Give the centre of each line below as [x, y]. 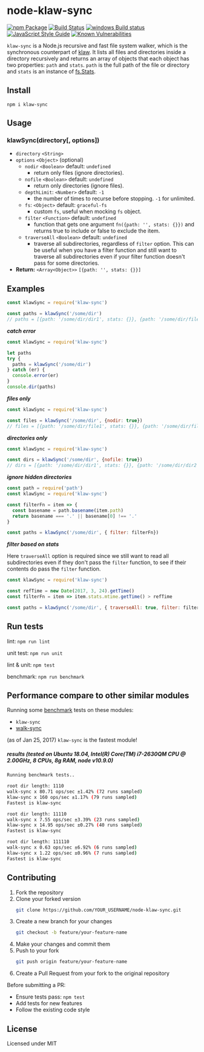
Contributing [31, 878]
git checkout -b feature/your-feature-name [71, 932]
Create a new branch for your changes [64, 921]
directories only [27, 438]
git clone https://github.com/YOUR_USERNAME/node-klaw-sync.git [98, 910]
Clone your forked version [48, 898]
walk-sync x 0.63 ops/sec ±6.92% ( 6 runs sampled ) [72, 847]
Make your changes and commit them [63, 944]
